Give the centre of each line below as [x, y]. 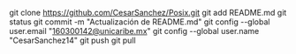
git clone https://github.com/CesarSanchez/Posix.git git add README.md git [148, 13]
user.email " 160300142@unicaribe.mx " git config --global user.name [134, 31]
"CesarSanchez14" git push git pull [72, 40]
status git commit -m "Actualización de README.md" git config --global [140, 22]
